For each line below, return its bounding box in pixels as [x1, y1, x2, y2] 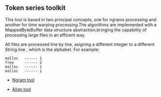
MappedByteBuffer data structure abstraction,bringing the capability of [5, 27, 146, 33]
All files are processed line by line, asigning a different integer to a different [5, 41, 155, 47]
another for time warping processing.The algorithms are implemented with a [5, 22, 157, 28]
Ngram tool [12, 77, 35, 83]
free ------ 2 [5, 60, 42, 65]
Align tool [12, 86, 31, 92]
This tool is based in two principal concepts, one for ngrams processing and [5, 16, 157, 22]
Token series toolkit [5, 4, 66, 12]
